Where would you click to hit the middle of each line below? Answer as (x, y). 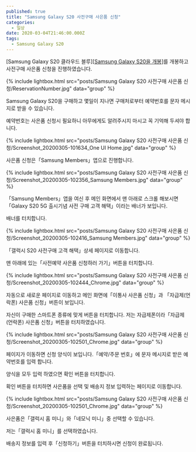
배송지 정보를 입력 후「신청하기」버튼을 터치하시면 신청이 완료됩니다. (85, 443)
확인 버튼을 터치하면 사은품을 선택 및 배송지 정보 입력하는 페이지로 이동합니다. (94, 386)
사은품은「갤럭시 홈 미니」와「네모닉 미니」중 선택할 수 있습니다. (80, 418)
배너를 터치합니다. (27, 218)
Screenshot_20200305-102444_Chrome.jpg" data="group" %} (88, 282)
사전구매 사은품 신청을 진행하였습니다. (49, 68)
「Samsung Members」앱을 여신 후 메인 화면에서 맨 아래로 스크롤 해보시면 (92, 198)
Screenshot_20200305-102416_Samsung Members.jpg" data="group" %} (102, 238)
